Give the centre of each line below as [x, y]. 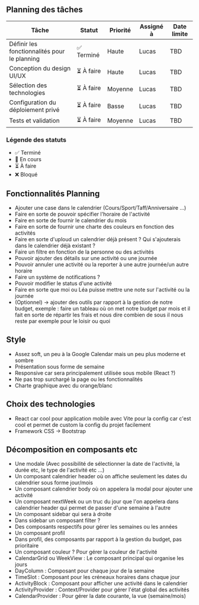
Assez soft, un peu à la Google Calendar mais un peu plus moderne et [100, 354]
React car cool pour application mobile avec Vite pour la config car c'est [103, 418]
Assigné [152, 26]
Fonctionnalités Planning [53, 193]
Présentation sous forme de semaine [60, 366]
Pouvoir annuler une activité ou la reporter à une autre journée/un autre [102, 264]
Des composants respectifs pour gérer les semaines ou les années [96, 527]
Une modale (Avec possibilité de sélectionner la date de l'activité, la [97, 464]
